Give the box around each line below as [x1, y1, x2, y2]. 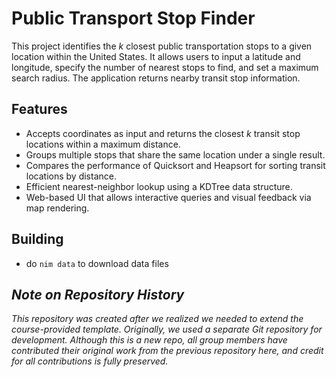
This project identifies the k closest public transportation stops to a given [11, 40, 313, 52]
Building [11, 231, 64, 248]
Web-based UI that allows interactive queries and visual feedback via [25, 191, 312, 203]
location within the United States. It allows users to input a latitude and [11, 50, 301, 62]
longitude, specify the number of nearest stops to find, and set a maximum [11, 61, 319, 73]
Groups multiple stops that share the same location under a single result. [25, 148, 326, 161]
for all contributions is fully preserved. [11, 355, 169, 367]
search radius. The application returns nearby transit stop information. [11, 72, 301, 84]
